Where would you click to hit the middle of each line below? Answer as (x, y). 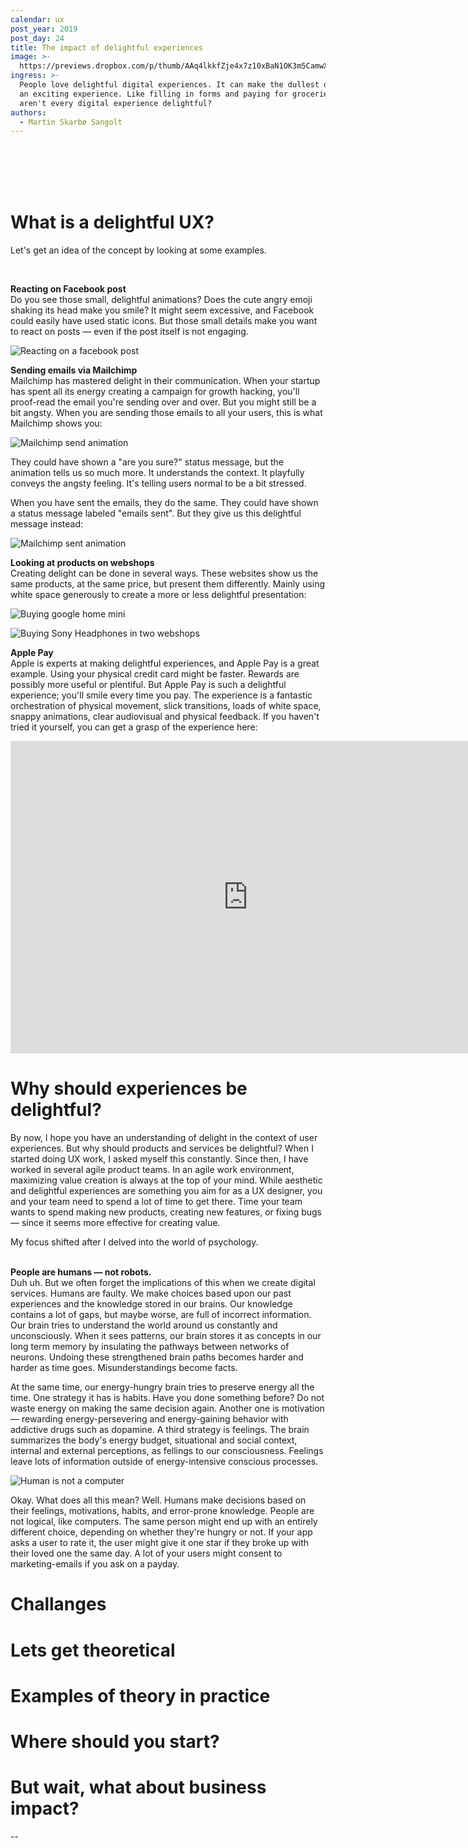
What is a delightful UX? (112, 222)
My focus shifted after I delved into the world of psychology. (134, 1242)
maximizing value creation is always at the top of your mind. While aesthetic (166, 1180)
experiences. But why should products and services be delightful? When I (162, 1148)
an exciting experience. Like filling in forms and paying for (153, 94)
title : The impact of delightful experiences (106, 47)
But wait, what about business (138, 1787)
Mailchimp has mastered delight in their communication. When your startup (165, 381)
